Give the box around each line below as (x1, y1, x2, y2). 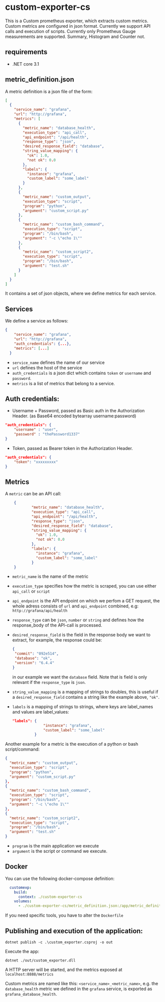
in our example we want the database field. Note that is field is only (12, 674, 147, 680)
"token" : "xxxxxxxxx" (14, 459, 58, 464)
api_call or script (12, 588, 50, 594)
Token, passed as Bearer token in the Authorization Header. (12, 445, 133, 451)
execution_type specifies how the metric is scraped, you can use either (12, 583, 157, 589)
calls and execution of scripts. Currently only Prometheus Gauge (5, 28, 136, 34)
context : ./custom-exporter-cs (18, 894, 82, 899)
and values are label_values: (12, 709, 69, 715)
